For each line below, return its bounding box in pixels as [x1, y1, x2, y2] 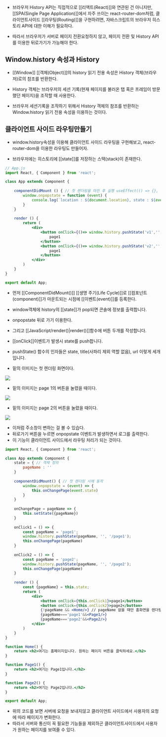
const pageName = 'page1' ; [23, 529, 79, 535]
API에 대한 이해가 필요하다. [21, 23, 74, 29]
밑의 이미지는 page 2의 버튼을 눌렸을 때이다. [12, 405, 98, 411]
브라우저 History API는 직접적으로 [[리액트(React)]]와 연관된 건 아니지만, [12, 4, 153, 10]
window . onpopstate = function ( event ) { [23, 193, 107, 198]
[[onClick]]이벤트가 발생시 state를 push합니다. [12, 338, 103, 344]
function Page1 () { [5, 662, 45, 667]
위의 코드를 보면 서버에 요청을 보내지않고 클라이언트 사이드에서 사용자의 [12, 708, 150, 714]
